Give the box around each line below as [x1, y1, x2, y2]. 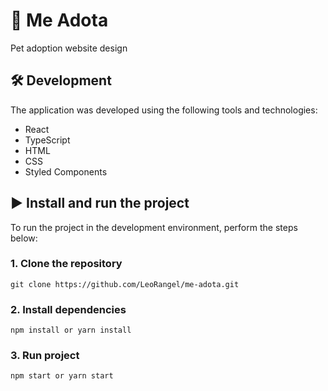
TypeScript [24, 134, 71, 146]
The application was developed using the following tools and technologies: [10, 104, 318, 116]
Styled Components [24, 165, 108, 178]
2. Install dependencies [10, 302, 127, 316]
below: [10, 232, 38, 244]
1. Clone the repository [10, 257, 123, 271]
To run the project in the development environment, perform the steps [10, 221, 298, 233]
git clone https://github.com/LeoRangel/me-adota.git [10, 279, 240, 289]
